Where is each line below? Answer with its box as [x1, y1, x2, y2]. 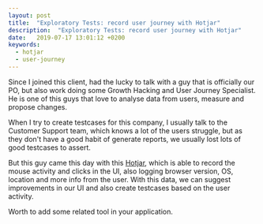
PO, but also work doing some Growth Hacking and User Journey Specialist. [8, 85, 257, 95]
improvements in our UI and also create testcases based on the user [8, 183, 231, 192]
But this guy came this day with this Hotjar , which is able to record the [8, 158, 235, 167]
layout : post [8, 11, 51, 20]
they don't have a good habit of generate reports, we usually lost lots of [8, 134, 241, 144]
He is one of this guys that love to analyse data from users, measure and [8, 94, 245, 103]
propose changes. [8, 102, 68, 111]
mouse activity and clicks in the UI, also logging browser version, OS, [8, 166, 234, 176]
